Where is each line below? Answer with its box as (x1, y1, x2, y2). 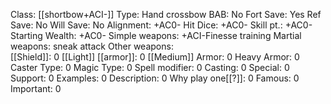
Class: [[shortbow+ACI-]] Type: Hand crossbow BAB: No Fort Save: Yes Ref (10, 9, 322, 20)
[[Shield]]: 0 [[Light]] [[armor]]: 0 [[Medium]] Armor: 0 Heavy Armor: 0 (10, 51, 300, 63)
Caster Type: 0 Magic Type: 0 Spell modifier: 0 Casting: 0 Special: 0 (10, 62, 290, 73)
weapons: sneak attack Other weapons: (10, 40, 174, 52)
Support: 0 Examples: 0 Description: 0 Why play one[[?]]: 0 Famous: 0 (10, 72, 300, 84)
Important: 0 (10, 83, 62, 94)
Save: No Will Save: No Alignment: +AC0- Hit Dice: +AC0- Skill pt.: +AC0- (10, 19, 313, 31)
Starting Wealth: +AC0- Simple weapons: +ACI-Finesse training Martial (10, 30, 302, 41)
